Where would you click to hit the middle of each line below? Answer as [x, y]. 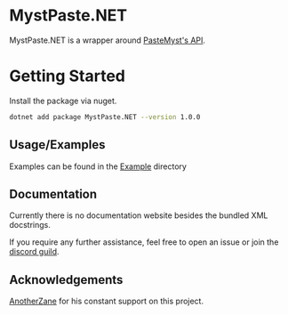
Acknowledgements [66, 280]
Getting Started [68, 76]
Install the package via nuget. [63, 101]
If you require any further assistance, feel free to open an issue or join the [144, 242]
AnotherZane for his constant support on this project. [107, 301]
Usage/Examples [57, 145]
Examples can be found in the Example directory [98, 166]
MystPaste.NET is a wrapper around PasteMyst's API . [108, 40]
